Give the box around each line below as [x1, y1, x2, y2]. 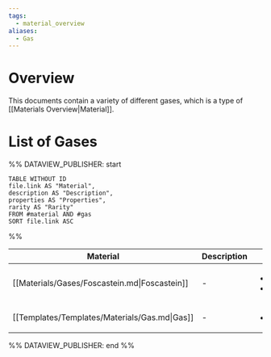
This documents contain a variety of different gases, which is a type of [8, 96, 244, 106]
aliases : [8, 27, 38, 35]
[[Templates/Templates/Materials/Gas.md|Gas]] [12, 312, 194, 323]
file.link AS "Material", [8, 183, 95, 191]
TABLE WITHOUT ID [8, 175, 67, 183]
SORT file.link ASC [8, 217, 74, 226]
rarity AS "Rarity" [8, 204, 74, 212]
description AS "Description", [8, 189, 114, 198]
